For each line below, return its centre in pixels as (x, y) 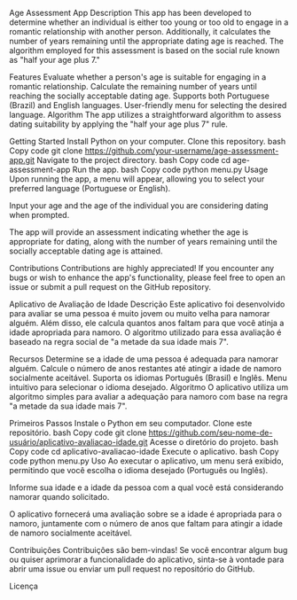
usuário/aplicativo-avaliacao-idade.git (78, 442)
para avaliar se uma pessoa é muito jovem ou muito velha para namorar (140, 313)
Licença (23, 586)
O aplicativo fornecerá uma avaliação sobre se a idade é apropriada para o (145, 514)
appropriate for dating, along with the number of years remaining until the (143, 242)
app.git (22, 160)
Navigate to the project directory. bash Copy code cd (134, 160)
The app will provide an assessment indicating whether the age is (129, 232)
